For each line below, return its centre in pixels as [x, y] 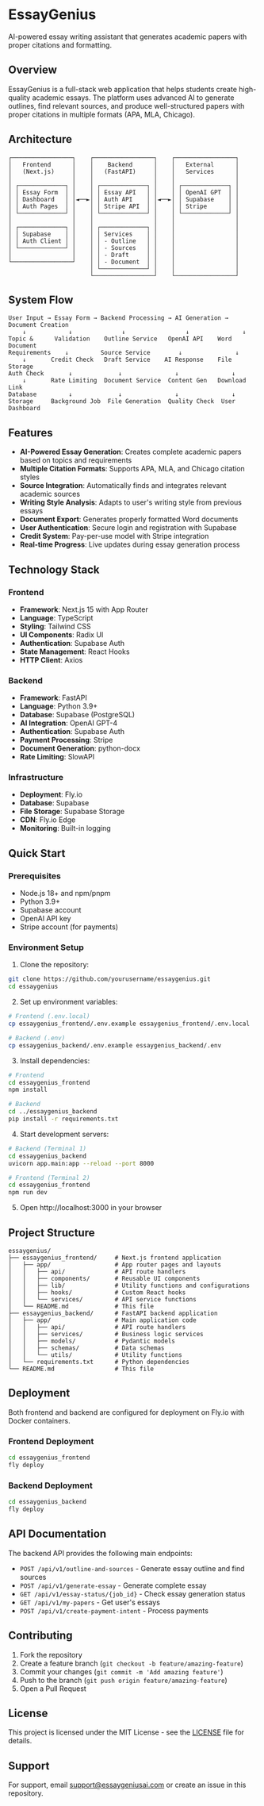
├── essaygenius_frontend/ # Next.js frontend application [115, 1258]
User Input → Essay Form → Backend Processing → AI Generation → [118, 318]
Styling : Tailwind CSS [55, 626]
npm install [28, 1090]
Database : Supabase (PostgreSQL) [77, 715]
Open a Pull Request [53, 1689]
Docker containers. [39, 1420]
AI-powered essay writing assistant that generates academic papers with [128, 37]
